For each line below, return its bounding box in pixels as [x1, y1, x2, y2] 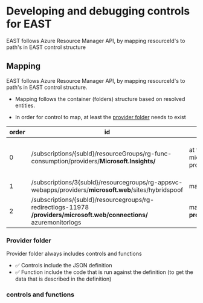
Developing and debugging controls [6, 4, 190, 18]
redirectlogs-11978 [31, 203, 89, 211]
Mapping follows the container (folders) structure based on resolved [14, 95, 185, 102]
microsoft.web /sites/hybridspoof [88, 186, 183, 194]
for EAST [6, 17, 53, 31]
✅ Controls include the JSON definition [14, 262, 112, 269]
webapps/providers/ [31, 186, 89, 194]
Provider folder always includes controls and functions [6, 250, 142, 258]
